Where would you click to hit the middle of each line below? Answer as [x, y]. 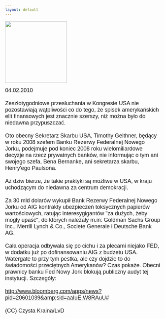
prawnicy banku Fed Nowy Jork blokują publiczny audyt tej [77, 272]
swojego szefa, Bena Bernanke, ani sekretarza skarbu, [72, 161]
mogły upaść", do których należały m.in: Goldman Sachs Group [83, 220]
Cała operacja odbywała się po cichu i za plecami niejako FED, [82, 246]
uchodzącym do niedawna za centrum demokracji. [67, 187]
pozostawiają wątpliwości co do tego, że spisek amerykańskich [82, 110]
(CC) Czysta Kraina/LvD [35, 311]
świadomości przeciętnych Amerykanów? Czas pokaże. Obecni [83, 265]
